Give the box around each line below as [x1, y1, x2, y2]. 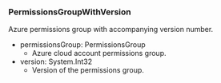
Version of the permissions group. [31, 65, 144, 75]
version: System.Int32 [19, 57, 93, 66]
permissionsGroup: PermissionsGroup [19, 40, 146, 49]
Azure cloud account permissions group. [31, 49, 167, 58]
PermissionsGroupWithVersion [8, 6, 131, 18]
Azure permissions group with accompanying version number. [8, 25, 214, 34]
